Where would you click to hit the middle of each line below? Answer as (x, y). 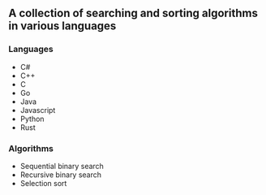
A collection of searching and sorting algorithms (133, 13)
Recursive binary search (61, 175)
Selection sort (43, 183)
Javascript (38, 110)
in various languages (62, 26)
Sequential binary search (62, 166)
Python (32, 119)
